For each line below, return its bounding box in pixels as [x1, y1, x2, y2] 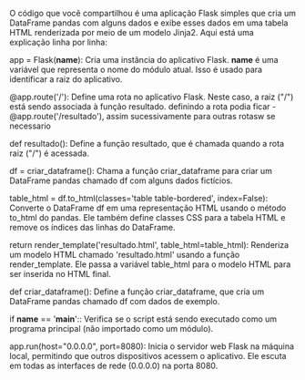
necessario [9, 120, 52, 131]
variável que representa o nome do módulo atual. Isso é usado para [9, 64, 262, 75]
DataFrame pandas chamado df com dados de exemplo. [9, 296, 220, 306]
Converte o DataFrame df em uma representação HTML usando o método [9, 202, 287, 213]
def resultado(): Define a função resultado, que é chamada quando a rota [9, 139, 285, 149]
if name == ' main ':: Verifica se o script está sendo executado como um [9, 313, 278, 324]
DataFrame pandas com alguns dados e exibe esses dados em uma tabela [9, 17, 289, 28]
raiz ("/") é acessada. [9, 148, 89, 159]
